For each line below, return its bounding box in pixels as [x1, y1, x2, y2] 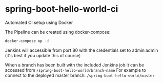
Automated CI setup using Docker [5, 20, 73, 25]
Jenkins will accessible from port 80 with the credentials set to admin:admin [5, 47, 159, 53]
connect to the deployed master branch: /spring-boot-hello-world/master [5, 72, 155, 78]
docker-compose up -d [5, 38, 49, 43]
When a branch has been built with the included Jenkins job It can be [5, 62, 144, 68]
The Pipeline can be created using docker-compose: [5, 29, 111, 35]
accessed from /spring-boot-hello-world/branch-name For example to [5, 67, 146, 73]
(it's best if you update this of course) [5, 52, 81, 58]
